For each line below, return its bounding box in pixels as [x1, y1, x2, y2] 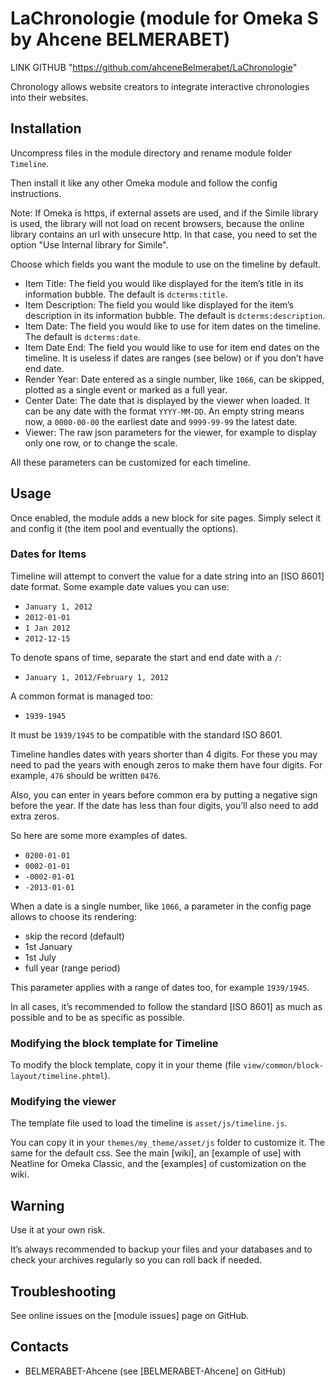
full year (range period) [24, 962, 121, 974]
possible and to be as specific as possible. [10, 1011, 185, 1023]
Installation [10, 120, 82, 137]
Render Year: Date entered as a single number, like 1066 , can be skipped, [24, 373, 325, 385]
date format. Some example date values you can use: [10, 580, 230, 592]
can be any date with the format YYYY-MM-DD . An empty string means [24, 405, 305, 417]
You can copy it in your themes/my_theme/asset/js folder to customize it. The [10, 1137, 325, 1149]
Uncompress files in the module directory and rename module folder [10, 147, 293, 159]
